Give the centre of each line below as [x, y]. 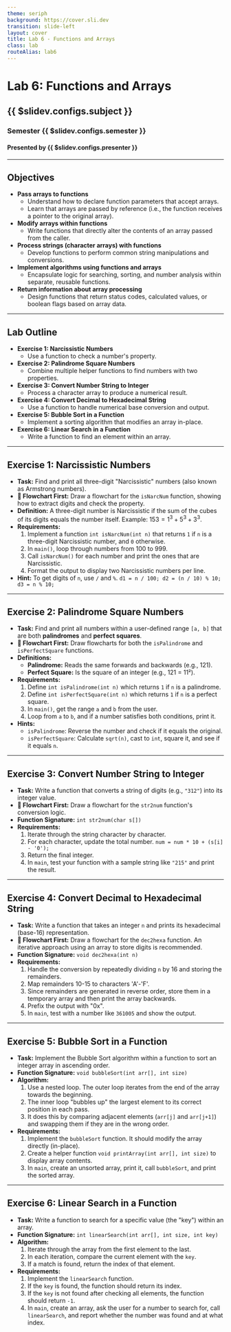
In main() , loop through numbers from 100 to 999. [98, 548]
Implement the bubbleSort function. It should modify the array [115, 1138]
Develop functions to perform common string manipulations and [118, 253]
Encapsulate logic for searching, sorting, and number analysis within [124, 275]
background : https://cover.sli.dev [58, 20]
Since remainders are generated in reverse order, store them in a [119, 991]
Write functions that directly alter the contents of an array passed [120, 231]
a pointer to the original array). [70, 216]
